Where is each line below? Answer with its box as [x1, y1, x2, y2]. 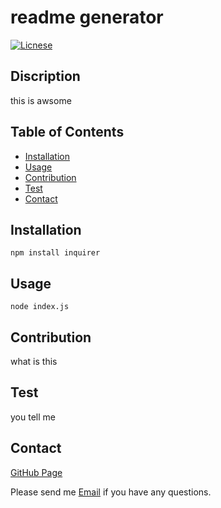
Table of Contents [10, 124, 125, 141]
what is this [10, 356, 58, 367]
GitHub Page [10, 466, 63, 478]
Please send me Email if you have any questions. [10, 486, 212, 498]
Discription [10, 68, 81, 85]
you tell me [10, 411, 56, 423]
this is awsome [10, 94, 72, 106]
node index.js [10, 302, 70, 312]
